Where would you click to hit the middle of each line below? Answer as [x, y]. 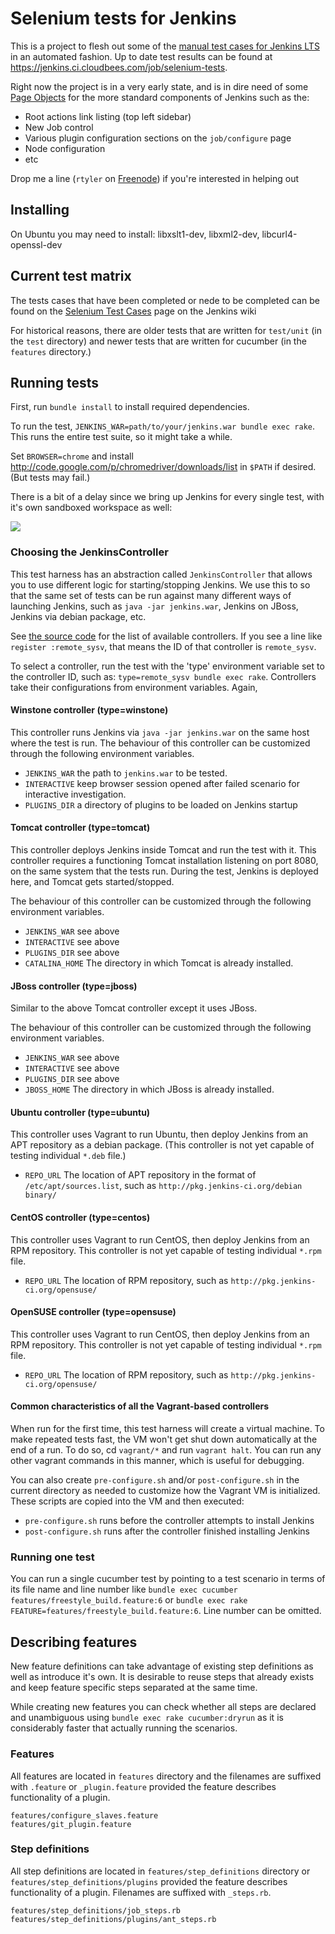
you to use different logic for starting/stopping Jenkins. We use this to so [160, 584]
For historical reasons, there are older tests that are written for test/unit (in [166, 330]
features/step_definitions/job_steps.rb [96, 1910]
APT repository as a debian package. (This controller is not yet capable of [162, 1145]
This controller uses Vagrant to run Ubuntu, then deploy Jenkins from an [159, 1134]
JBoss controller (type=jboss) [74, 986]
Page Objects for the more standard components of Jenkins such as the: [160, 97]
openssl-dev [36, 244]
